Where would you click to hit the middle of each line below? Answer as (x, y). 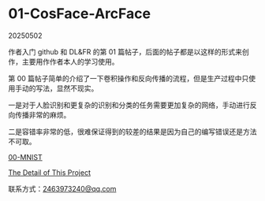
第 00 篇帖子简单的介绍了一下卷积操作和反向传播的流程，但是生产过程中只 (129, 78)
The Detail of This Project (49, 172)
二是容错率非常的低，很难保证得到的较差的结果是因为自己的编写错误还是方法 (132, 132)
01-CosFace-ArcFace (80, 14)
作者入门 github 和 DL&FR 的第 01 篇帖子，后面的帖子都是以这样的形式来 (125, 51)
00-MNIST (26, 157)
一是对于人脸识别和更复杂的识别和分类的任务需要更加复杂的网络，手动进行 (129, 105)
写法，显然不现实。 (67, 88)
